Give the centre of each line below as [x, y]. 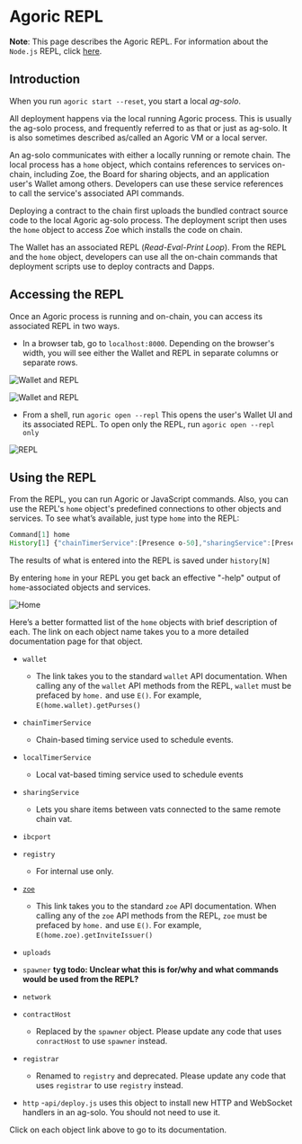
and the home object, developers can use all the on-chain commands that [144, 256]
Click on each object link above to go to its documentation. [118, 1130]
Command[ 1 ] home [40, 535]
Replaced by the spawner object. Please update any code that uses [159, 1032]
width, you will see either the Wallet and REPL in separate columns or [150, 353]
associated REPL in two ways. [64, 326]
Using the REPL [53, 477]
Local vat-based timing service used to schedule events [140, 774]
